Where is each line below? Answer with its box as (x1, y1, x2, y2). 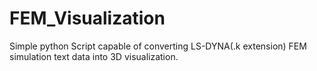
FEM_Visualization (9, 7, 166, 30)
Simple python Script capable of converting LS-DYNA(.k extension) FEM (9, 40, 307, 52)
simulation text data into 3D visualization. (9, 50, 179, 62)
